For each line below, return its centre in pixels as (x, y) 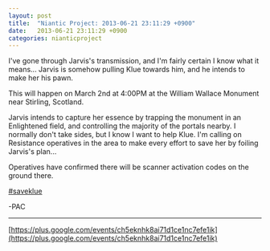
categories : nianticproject (55, 38)
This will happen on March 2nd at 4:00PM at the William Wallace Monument (134, 94)
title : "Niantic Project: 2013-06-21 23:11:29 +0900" (102, 23)
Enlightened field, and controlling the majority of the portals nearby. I (122, 126)
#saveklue (25, 191)
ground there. (31, 176)
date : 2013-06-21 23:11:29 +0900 (68, 30)
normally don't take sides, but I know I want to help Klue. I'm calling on (125, 135)
